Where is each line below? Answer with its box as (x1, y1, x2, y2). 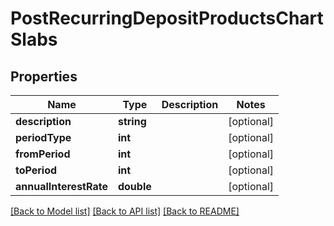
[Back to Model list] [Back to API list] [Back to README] (10, 205, 240, 217)
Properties (10, 68, 78, 85)
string (117, 115, 147, 128)
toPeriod (15, 163, 58, 177)
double (117, 180, 152, 193)
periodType (15, 131, 72, 144)
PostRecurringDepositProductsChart (10, 7, 324, 30)
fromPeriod (15, 147, 71, 161)
